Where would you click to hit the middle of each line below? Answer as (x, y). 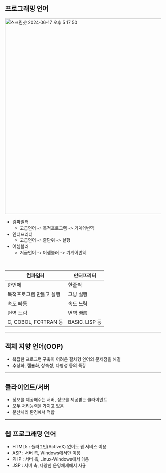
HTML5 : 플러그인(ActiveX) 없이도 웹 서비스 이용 (59, 447)
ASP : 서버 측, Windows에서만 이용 (46, 453)
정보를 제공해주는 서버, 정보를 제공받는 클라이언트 (60, 400)
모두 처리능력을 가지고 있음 (38, 406)
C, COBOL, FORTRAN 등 (35, 322)
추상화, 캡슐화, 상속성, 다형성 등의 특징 (49, 365)
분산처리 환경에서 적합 (34, 412)
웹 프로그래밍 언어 (31, 434)
